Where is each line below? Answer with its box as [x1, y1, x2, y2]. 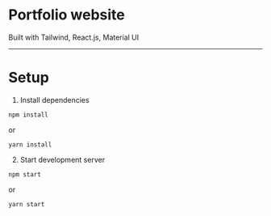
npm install [8, 111, 48, 119]
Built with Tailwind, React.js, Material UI [8, 32, 140, 42]
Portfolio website [8, 6, 125, 24]
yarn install [8, 140, 52, 149]
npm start [8, 170, 42, 179]
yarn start [8, 200, 45, 208]
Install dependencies [19, 95, 90, 104]
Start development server [19, 155, 106, 164]
